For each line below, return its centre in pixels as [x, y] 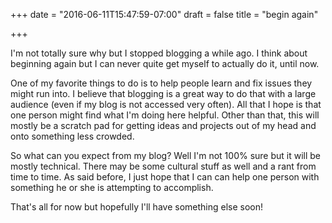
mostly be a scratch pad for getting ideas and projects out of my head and [163, 125]
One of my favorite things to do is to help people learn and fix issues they [161, 83]
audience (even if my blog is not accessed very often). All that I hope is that [166, 104]
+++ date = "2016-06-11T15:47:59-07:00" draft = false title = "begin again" [164, 14]
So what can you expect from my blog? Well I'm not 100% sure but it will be [166, 155]
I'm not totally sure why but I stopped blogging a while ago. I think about [159, 53]
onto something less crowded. [72, 136]
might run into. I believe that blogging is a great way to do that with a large [163, 93]
